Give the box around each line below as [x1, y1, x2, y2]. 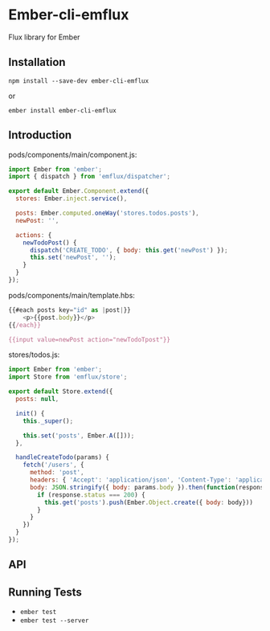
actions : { [15, 231, 52, 239]
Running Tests [8, 585, 82, 599]
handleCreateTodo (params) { [15, 453, 110, 461]
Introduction [8, 129, 72, 142]
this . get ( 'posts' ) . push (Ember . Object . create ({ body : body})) [43, 498, 253, 506]
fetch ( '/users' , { [22, 461, 84, 469]
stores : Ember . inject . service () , [15, 195, 128, 203]
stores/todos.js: [8, 350, 60, 359]
